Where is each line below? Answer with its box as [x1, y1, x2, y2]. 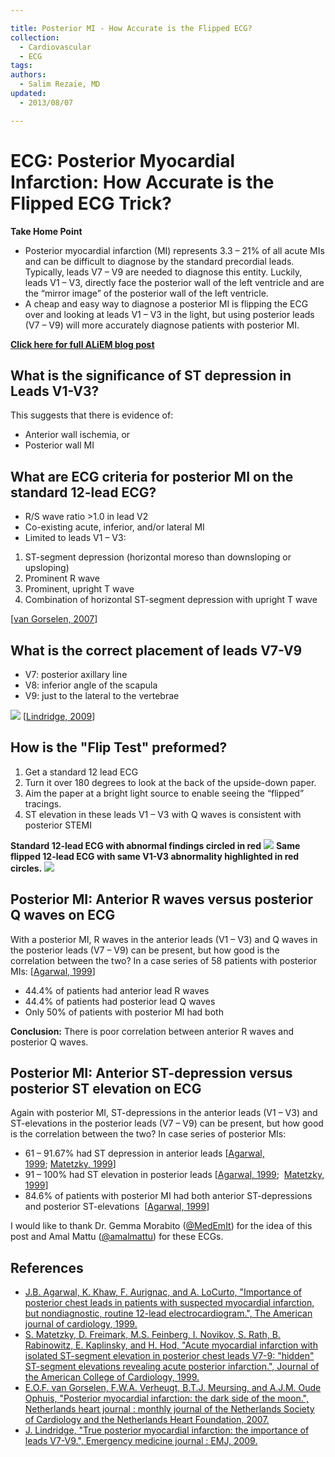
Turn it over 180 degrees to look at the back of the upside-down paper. [24, 776, 317, 788]
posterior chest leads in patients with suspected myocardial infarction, [24, 1297, 315, 1309]
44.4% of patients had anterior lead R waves [24, 984, 210, 996]
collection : [10, 32, 60, 43]
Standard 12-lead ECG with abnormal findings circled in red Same [10, 839, 301, 851]
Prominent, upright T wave [24, 583, 135, 595]
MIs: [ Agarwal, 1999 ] [10, 965, 96, 977]
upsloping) [24, 562, 70, 574]
